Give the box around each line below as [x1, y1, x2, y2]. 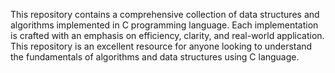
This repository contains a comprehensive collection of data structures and [10, 9, 320, 20]
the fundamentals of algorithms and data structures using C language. [10, 51, 300, 63]
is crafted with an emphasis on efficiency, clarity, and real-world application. [10, 30, 325, 41]
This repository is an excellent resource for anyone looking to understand [10, 40, 313, 52]
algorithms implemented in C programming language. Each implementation [10, 19, 319, 31]
